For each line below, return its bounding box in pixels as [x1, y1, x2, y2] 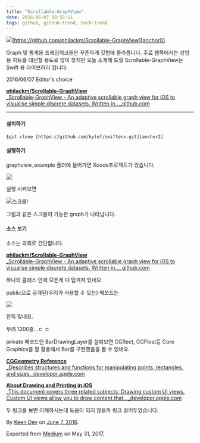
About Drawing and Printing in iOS [6, 382, 93, 389]
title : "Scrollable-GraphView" [6, 8, 84, 15]
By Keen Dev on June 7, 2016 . [6, 418, 79, 426]
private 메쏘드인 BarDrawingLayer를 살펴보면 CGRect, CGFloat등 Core [6, 338, 174, 345]
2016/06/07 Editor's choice [6, 76, 73, 83]
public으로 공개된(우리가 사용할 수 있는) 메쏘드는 [6, 289, 119, 296]
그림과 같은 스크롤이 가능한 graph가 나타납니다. [6, 210, 116, 217]
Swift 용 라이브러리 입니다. [6, 64, 68, 71]
